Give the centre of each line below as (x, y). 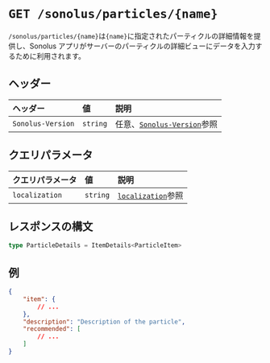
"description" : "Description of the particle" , (104, 322)
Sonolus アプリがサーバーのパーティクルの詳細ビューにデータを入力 (142, 46)
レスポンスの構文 (51, 227)
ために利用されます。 (50, 56)
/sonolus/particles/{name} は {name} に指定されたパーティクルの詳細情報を (131, 35)
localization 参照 (150, 196)
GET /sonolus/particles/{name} (113, 14)
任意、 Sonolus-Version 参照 (166, 124)
